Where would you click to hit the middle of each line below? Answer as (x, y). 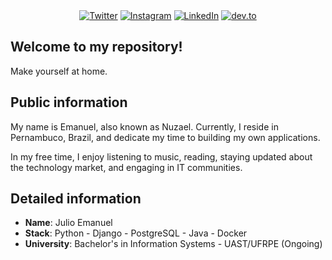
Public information (69, 102)
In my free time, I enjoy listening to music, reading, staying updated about (161, 156)
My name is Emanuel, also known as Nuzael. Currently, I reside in (144, 126)
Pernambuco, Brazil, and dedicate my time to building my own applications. (165, 137)
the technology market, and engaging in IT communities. (126, 167)
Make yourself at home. (59, 71)
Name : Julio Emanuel (68, 223)
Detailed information (76, 199)
